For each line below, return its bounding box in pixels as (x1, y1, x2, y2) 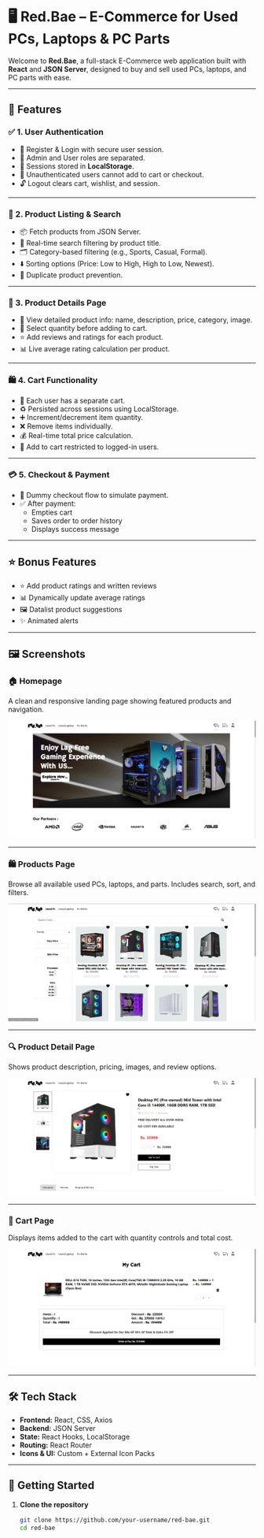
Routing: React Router (19, 1440, 93, 1450)
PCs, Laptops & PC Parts (8, 30, 170, 48)
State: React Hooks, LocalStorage (19, 1432, 130, 1441)
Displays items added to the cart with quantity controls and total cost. (8, 1233, 233, 1243)
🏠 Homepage (8, 675, 63, 686)
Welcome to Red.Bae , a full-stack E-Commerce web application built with (8, 56, 247, 65)
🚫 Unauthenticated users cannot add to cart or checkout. (19, 169, 204, 179)
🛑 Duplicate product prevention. (19, 270, 123, 280)
